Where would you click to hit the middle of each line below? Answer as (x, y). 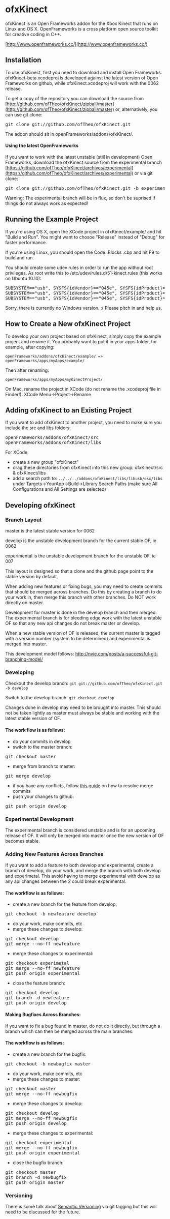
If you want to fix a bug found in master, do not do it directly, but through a (83, 1026)
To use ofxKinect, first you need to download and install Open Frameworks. (84, 72)
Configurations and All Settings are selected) (59, 489)
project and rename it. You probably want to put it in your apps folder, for (81, 341)
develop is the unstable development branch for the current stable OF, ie (81, 541)
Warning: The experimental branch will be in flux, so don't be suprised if (80, 198)
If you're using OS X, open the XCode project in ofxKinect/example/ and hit (83, 231)
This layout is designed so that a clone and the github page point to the (79, 571)
